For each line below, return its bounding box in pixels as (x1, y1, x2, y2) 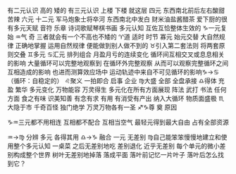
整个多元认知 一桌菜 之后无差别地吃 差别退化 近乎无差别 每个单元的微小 (13, 142, 220, 150)
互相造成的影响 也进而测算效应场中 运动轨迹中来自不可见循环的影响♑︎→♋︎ (7, 68, 220, 76)
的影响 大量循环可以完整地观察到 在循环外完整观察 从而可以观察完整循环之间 (7, 59, 229, 67)
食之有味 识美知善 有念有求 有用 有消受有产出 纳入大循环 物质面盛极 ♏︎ (20, 94, 225, 102)
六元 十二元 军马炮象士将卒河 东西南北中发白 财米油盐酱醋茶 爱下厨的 (20, 15, 222, 23)
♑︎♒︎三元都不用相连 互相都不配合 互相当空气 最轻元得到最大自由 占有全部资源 (7, 118, 229, 126)
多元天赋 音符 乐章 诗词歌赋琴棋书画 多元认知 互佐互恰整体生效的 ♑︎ (13, 24, 209, 32)
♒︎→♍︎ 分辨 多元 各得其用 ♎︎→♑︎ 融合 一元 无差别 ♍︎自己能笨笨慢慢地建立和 (7, 133, 221, 141)
